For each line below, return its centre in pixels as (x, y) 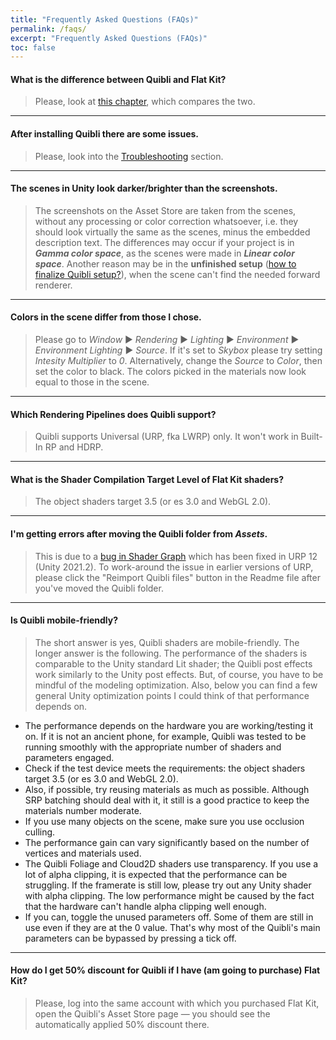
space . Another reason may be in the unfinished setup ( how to (165, 263)
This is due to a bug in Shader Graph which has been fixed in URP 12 (176, 556)
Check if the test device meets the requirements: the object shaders (165, 768)
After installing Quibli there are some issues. (105, 134)
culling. (40, 832)
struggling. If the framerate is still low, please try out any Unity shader (168, 885)
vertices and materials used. (83, 853)
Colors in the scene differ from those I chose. (106, 317)
